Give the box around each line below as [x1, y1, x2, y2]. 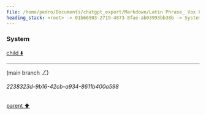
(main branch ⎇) [6, 69, 49, 76]
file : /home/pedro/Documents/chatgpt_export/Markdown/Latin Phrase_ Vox [6, 9, 196, 15]
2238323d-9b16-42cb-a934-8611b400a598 [6, 83, 120, 91]
